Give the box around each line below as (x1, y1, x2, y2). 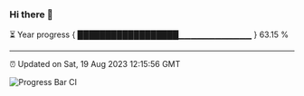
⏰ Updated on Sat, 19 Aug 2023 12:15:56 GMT (9, 59, 181, 70)
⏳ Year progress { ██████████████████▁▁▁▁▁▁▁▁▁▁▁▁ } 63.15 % (9, 29, 290, 40)
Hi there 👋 (9, 8, 54, 21)
